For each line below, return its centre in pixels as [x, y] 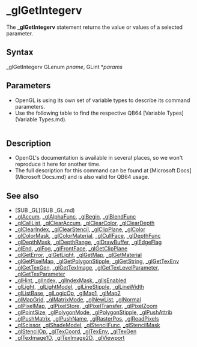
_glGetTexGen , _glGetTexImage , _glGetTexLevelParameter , [87, 268]
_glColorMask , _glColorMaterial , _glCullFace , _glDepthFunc [88, 236]
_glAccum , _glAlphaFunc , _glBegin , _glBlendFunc [75, 217]
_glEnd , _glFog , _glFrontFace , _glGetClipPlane [71, 249]
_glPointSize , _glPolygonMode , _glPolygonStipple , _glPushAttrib [94, 312]
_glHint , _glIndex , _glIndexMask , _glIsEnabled [71, 280]
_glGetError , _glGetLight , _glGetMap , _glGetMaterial [78, 255]
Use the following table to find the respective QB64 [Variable [90, 113]
